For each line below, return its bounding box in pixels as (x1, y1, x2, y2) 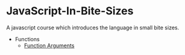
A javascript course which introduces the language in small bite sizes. (6, 24, 180, 31)
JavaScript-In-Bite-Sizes (6, 4, 134, 18)
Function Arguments (24, 42, 75, 49)
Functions (14, 35, 40, 42)
